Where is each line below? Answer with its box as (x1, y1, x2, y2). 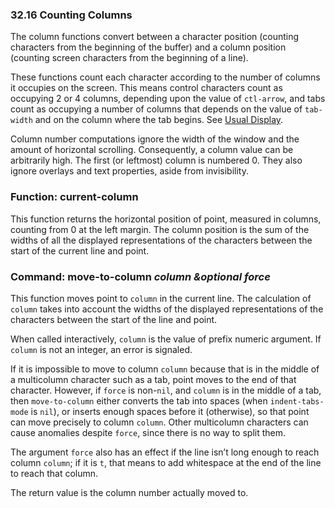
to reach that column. (10, 467, 99, 479)
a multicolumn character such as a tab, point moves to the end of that (10, 373, 297, 385)
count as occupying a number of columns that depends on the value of (10, 103, 303, 115)
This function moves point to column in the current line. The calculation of (10, 292, 312, 304)
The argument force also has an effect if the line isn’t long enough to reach (10, 446, 320, 458)
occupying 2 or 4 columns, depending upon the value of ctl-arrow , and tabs (10, 93, 326, 105)
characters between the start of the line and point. (10, 313, 218, 325)
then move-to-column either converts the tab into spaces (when (10, 394, 268, 407)
